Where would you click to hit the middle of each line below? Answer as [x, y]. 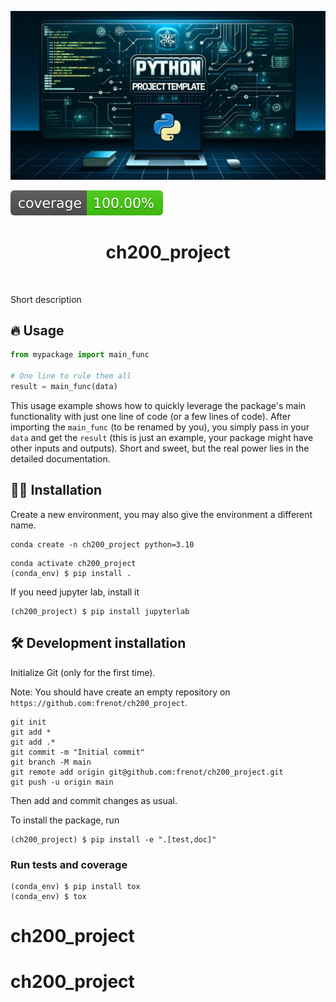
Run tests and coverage [69, 864]
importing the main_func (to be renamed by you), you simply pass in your [160, 427]
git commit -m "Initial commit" [77, 752]
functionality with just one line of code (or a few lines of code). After [151, 416]
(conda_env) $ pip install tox [75, 886]
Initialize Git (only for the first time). [83, 672]
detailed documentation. [60, 458]
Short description [46, 299]
